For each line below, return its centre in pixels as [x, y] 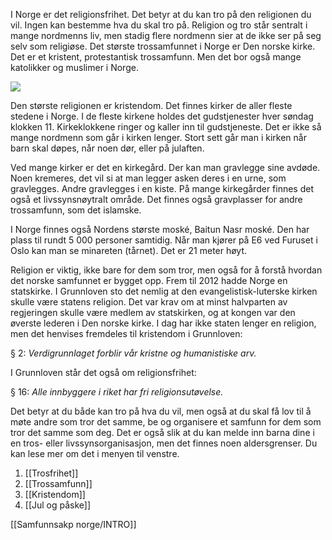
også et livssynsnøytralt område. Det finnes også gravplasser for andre [156, 199]
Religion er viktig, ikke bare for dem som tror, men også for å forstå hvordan [166, 270]
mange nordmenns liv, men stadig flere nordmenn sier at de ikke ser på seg [166, 35]
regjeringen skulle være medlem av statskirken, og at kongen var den [153, 312]
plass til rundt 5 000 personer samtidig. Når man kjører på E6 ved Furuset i [164, 240]
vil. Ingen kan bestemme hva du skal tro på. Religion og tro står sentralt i [159, 25]
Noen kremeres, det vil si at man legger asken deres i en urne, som [148, 178]
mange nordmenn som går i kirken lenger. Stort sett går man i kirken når [158, 137]
